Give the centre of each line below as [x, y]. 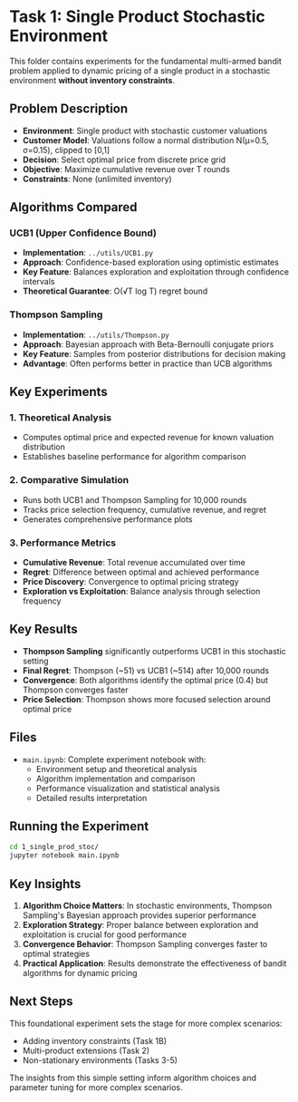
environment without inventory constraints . [92, 80]
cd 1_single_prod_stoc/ [54, 847]
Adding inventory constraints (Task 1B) [95, 1040]
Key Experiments [59, 392]
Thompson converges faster [75, 690]
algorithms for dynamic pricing [80, 973]
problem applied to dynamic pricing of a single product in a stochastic [140, 71]
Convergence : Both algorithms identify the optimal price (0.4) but [145, 680]
